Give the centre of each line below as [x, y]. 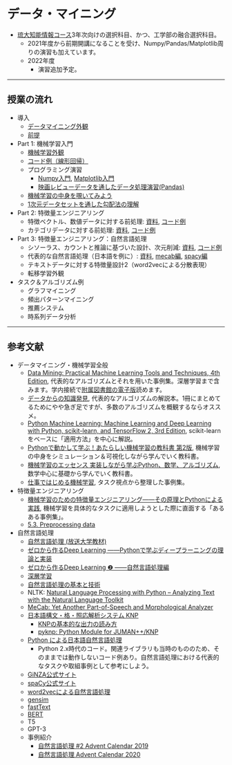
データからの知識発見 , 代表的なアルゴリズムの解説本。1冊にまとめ [121, 398]
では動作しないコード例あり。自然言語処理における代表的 [138, 657]
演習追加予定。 [59, 69]
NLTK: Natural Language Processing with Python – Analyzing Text [121, 592]
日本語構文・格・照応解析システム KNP [83, 615]
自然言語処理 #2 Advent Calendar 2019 [93, 746]
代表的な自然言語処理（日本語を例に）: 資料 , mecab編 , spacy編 [118, 256]
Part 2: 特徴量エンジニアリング [61, 212]
